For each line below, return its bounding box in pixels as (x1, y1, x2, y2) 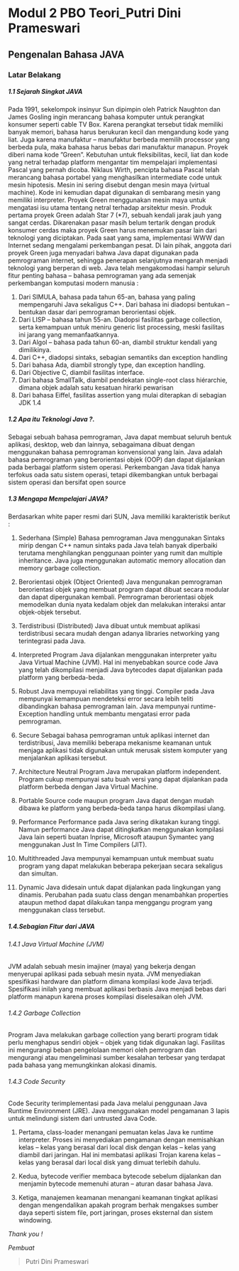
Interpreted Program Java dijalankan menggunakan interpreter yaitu (18, 651, 217, 659)
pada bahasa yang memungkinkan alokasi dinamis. (8, 1061, 157, 1070)
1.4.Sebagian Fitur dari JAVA (8, 922, 95, 930)
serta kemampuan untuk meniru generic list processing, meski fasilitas (18, 323, 225, 331)
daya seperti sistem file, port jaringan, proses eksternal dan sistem (18, 1208, 213, 1217)
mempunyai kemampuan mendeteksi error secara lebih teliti (18, 695, 194, 703)
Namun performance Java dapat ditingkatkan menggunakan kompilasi (18, 825, 224, 834)
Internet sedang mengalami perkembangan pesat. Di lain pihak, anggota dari (8, 241, 232, 250)
